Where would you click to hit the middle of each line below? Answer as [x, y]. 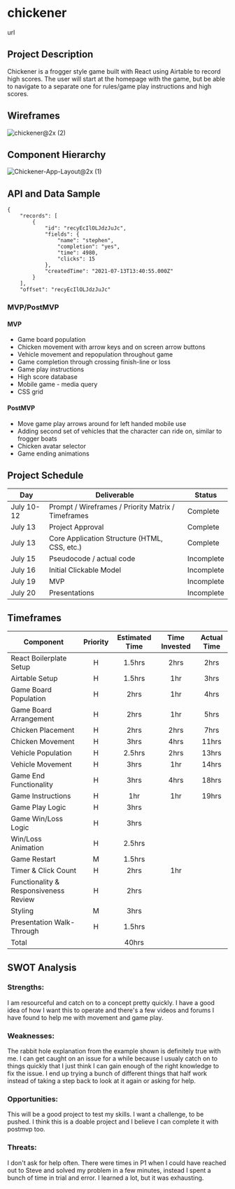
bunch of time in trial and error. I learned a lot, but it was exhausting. [106, 1178]
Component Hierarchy [57, 155]
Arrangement [33, 719]
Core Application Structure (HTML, [106, 538]
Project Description [50, 54]
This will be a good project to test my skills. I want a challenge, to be [106, 1115]
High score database [48, 377]
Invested [176, 646]
